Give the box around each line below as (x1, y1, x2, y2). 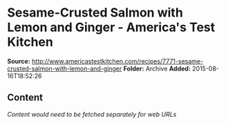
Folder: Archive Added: (123, 64, 191, 73)
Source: (7, 57, 31, 65)
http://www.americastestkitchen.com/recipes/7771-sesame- (32, 57, 204, 65)
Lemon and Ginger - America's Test (7, 19, 216, 35)
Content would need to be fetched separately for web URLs (7, 110, 177, 118)
